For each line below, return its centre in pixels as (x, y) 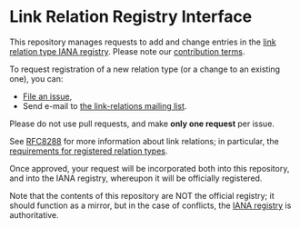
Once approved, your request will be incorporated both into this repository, (150, 168)
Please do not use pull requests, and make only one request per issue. (142, 124)
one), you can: (36, 78)
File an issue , (47, 96)
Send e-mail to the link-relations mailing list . (105, 105)
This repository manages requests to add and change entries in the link (143, 42)
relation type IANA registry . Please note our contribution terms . (127, 51)
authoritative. (34, 214)
